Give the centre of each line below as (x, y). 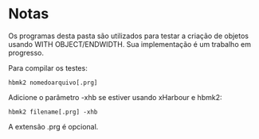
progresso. (26, 52)
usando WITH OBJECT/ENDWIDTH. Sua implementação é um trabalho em (129, 44)
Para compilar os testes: (48, 68)
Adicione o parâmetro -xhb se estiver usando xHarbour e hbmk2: (115, 97)
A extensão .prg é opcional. (53, 126)
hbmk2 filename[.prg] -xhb (53, 112)
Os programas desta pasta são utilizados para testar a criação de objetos (129, 36)
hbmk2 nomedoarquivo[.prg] (53, 83)
